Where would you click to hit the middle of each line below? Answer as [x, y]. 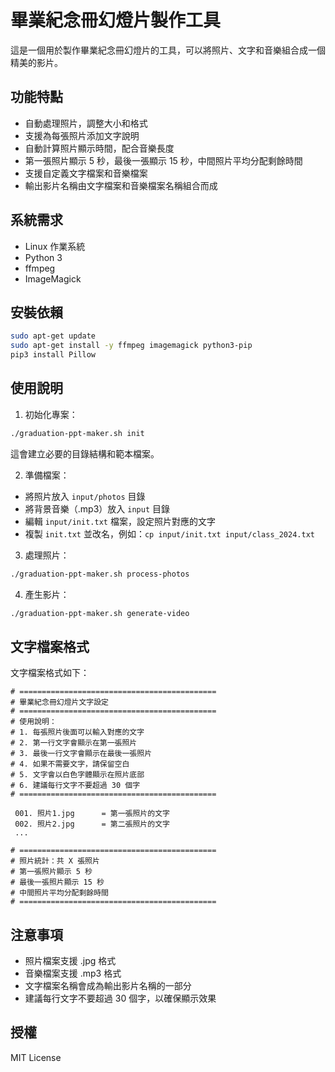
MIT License [36, 1057]
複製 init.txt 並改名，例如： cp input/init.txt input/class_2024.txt [169, 533]
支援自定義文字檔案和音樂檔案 [86, 173]
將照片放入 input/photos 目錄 [85, 496]
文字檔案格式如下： [50, 673]
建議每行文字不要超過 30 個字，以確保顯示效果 [120, 998]
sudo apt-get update [53, 336]
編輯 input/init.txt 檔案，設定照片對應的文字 [120, 521]
